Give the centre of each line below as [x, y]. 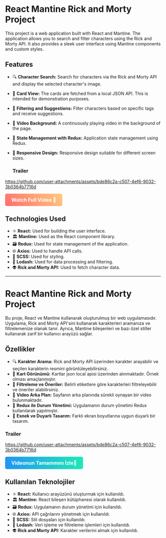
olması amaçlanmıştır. [34, 379]
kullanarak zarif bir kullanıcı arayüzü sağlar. [49, 333]
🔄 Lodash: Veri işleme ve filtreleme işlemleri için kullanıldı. [71, 525]
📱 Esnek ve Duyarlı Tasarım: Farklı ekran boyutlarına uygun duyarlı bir [84, 415]
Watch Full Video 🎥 [34, 200]
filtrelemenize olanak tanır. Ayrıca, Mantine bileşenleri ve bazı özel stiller [78, 328]
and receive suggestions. [38, 113]
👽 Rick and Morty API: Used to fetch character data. [66, 267]
